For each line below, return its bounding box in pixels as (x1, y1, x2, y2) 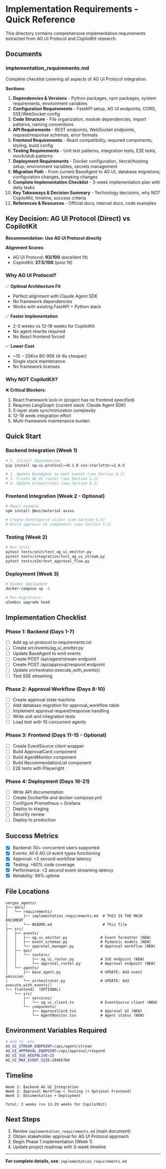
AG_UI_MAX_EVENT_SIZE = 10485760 (5, 1057, 70, 1063)
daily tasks (12, 184, 35, 190)
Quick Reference (5, 14, 76, 25)
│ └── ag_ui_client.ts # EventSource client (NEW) (23, 1000, 158, 1005)
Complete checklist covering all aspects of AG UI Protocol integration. (5, 76, 147, 82)
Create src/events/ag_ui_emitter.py (12, 645, 84, 651)
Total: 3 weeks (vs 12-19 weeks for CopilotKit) (5, 1102, 107, 1107)
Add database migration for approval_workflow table (12, 702, 120, 708)
